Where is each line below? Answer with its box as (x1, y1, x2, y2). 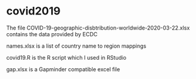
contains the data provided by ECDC (6, 30, 98, 37)
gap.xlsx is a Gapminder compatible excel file (6, 65, 121, 73)
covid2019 (6, 4, 61, 18)
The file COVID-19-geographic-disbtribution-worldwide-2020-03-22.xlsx (6, 24, 190, 31)
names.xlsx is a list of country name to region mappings (6, 42, 147, 49)
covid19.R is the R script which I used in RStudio (6, 54, 127, 61)
